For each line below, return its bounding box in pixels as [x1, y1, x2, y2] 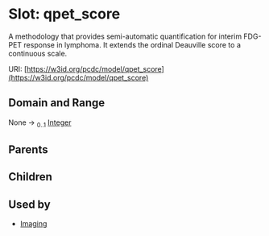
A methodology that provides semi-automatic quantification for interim [8, 31, 242, 41]
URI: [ [8, 64, 27, 73]
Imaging [19, 219, 48, 229]
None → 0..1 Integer [8, 118, 72, 129]
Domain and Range [8, 96, 106, 110]
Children [8, 170, 52, 184]
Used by [8, 197, 51, 211]
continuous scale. [8, 48, 68, 58]
